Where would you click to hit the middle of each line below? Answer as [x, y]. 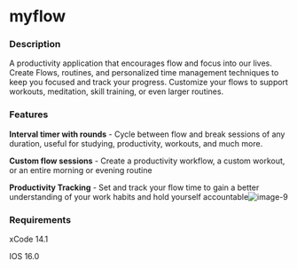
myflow [38, 16]
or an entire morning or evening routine [81, 170]
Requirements [40, 219]
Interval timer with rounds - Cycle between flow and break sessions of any [147, 134]
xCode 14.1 [29, 239]
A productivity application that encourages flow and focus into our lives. [141, 63]
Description [35, 44]
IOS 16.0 [24, 257]
